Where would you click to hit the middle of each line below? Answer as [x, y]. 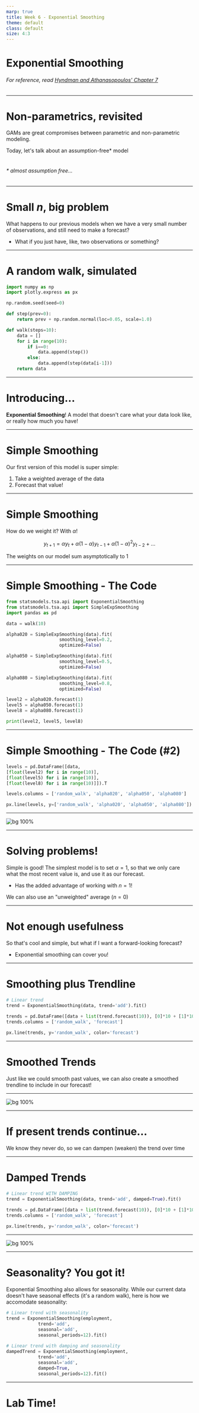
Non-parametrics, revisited [75, 116]
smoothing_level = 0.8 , [86, 683]
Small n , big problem [58, 207]
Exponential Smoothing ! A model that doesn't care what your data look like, [99, 414]
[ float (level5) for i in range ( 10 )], [53, 778]
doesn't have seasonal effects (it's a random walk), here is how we [88, 1296]
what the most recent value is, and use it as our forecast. [76, 874]
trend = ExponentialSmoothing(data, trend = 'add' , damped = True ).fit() [94, 1199]
